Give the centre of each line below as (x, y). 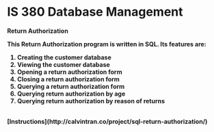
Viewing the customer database (64, 64)
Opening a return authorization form (69, 72)
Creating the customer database (64, 57)
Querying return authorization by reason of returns (91, 101)
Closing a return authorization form (68, 79)
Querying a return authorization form (71, 86)
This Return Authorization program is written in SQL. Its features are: (107, 44)
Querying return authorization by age (71, 94)
